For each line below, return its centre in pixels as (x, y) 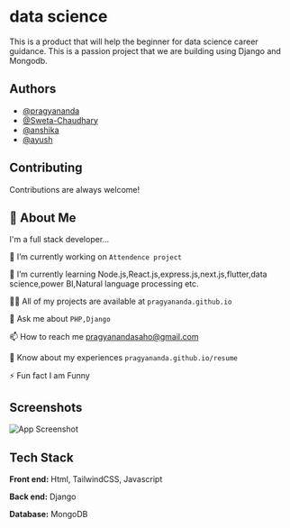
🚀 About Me (43, 218)
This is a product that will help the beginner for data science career (134, 41)
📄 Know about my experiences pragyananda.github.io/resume (124, 358)
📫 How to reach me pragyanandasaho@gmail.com (104, 337)
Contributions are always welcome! (75, 189)
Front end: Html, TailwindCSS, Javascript (86, 479)
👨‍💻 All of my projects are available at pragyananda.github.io (121, 301)
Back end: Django (43, 496)
